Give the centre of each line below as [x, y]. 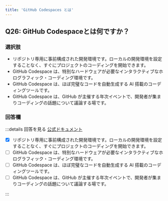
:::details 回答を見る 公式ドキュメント [44, 129]
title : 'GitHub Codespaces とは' [39, 10]
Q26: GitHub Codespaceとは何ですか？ [67, 31]
